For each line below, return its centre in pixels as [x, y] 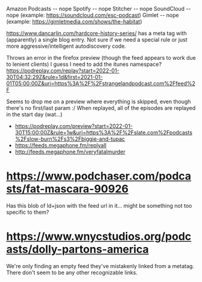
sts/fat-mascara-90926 [67, 189]
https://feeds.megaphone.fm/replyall [61, 145]
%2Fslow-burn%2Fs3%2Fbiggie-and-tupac [70, 139]
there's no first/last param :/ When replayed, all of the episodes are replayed [101, 108]
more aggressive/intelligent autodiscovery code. [66, 46]
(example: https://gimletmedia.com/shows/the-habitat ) [74, 21]
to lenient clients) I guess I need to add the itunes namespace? [84, 64]
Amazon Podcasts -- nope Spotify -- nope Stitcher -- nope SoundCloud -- [99, 9]
